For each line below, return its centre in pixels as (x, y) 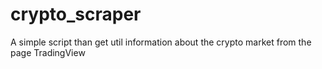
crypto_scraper (76, 14)
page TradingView (48, 52)
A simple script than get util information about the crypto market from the (161, 42)
